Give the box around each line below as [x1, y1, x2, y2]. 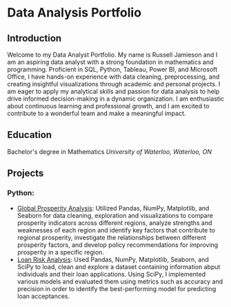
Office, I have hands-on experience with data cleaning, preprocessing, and [7, 72, 220, 81]
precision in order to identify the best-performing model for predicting [17, 284, 217, 293]
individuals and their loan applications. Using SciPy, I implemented [17, 270, 206, 278]
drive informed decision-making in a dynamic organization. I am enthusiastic [7, 95, 225, 103]
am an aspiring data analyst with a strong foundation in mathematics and [7, 58, 214, 66]
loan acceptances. [17, 292, 70, 300]
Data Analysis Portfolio [7, 5, 142, 21]
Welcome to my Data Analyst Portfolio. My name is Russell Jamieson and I [7, 50, 218, 59]
